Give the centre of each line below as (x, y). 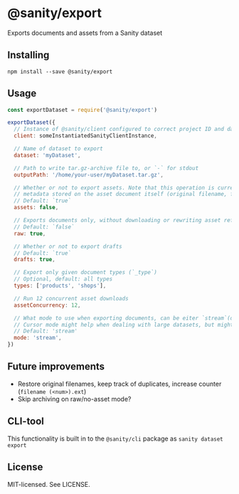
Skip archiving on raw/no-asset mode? (74, 399)
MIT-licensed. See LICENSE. (49, 484)
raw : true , (30, 233)
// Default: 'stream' (46, 331)
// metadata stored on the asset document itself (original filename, (121, 194)
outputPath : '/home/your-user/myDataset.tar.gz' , (89, 175)
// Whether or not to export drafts (68, 246)
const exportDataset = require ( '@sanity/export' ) (83, 110)
